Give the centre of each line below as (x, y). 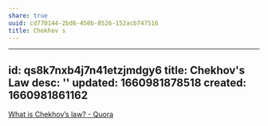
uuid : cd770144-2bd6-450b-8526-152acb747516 (83, 23)
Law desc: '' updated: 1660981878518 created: (128, 83)
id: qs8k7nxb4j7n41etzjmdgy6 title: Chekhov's (127, 70)
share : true (28, 16)
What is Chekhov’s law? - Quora (61, 114)
